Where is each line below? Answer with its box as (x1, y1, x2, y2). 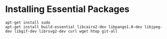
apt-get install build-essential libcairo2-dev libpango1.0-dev (5, 24, 142, 29)
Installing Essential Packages (5, 3, 130, 15)
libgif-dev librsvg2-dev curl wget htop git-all (14, 28, 118, 33)
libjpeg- (144, 24, 163, 29)
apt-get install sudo (5, 20, 51, 25)
